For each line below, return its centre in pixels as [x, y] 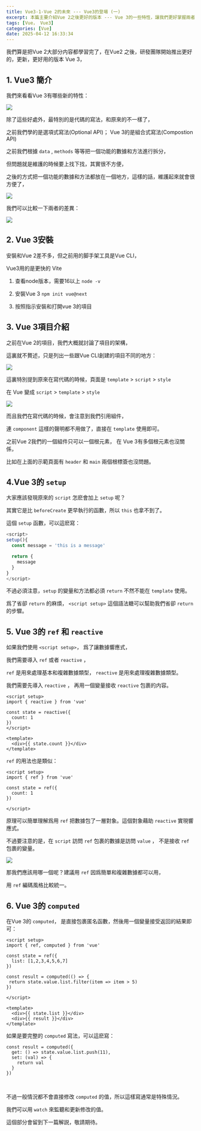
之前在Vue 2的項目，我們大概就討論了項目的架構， [68, 342]
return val [31, 1063]
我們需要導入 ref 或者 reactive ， [48, 660]
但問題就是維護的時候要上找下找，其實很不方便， [66, 164]
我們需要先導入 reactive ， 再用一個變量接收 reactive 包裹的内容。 [89, 685]
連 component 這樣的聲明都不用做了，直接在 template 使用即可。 [84, 428]
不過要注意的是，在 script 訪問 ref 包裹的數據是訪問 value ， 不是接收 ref [98, 841]
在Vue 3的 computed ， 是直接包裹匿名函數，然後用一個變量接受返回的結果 [96, 921]
